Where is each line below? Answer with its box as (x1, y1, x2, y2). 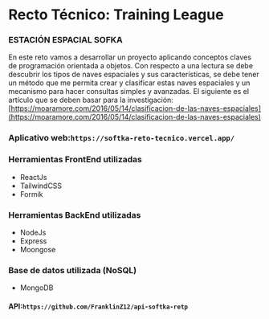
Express (19, 236, 47, 246)
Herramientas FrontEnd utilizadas (8, 154, 142, 166)
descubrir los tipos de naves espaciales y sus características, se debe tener (8, 70, 259, 80)
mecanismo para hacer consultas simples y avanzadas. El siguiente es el (8, 87, 250, 96)
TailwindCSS (19, 181, 63, 190)
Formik (19, 189, 43, 198)
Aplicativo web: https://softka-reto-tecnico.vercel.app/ (8, 133, 235, 144)
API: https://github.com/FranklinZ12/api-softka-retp (8, 301, 189, 311)
